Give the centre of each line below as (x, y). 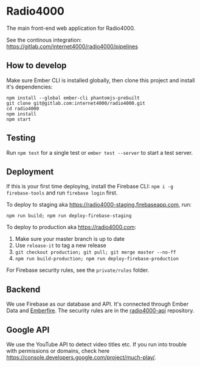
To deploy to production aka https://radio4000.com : (71, 227)
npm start (19, 119)
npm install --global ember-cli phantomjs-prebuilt (73, 98)
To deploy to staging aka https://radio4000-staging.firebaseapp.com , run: (99, 205)
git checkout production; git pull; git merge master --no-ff (95, 252)
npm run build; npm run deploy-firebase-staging (69, 216)
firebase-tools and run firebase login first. (62, 193)
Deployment (30, 172)
